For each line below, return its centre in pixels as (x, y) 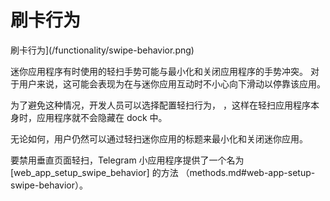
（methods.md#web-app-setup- (248, 172)
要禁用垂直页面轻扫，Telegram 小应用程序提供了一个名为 (127, 160)
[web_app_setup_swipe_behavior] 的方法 (94, 172)
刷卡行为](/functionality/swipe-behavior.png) (102, 50)
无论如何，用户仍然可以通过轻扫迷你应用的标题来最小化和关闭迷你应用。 (159, 138)
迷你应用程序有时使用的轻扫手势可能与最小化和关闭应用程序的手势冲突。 (159, 71)
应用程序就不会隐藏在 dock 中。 (102, 117)
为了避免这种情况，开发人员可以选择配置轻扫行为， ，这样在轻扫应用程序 (160, 105)
